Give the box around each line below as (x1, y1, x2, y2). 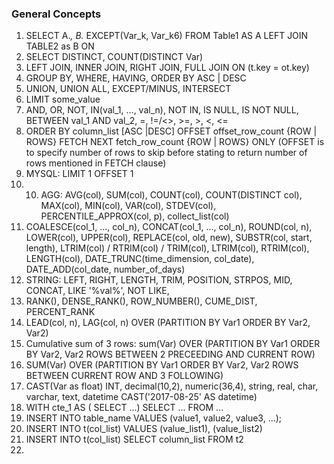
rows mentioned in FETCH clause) (25, 157, 167, 169)
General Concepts (11, 7, 102, 21)
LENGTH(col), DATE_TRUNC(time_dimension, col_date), (25, 253, 255, 265)
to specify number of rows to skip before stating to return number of (25, 147, 308, 159)
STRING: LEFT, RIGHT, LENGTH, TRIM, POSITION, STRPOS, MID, (25, 274, 293, 286)
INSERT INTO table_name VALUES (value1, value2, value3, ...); (25, 412, 283, 424)
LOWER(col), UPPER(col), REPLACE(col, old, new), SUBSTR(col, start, (25, 232, 313, 244)
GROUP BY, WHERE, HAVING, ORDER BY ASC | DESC (25, 72, 247, 84)
